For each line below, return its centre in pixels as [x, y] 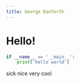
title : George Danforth [35, 12]
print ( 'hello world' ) [43, 62]
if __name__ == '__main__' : [41, 57]
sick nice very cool [29, 74]
